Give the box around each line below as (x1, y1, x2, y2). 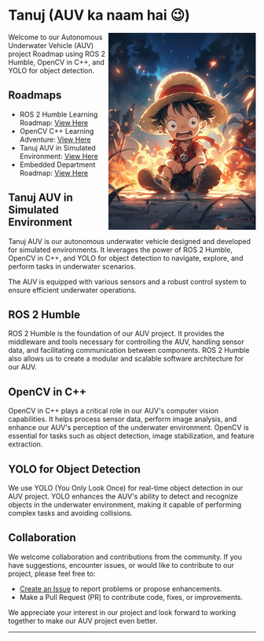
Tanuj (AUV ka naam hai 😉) (8, 6, 190, 24)
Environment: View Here (19, 151, 98, 161)
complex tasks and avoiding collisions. (8, 509, 133, 517)
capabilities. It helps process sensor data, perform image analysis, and (8, 414, 237, 424)
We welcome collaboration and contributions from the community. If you (8, 552, 242, 561)
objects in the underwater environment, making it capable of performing (8, 500, 242, 509)
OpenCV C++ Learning (19, 126, 94, 135)
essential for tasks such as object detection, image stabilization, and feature (8, 432, 255, 441)
